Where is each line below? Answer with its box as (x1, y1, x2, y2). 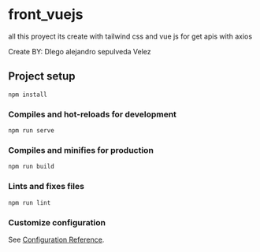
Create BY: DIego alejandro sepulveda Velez (8, 46, 151, 56)
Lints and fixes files (8, 181, 85, 192)
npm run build (8, 163, 55, 171)
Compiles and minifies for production (8, 144, 154, 155)
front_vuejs (8, 6, 84, 24)
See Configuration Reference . (8, 235, 105, 244)
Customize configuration (8, 217, 106, 228)
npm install (8, 91, 47, 98)
